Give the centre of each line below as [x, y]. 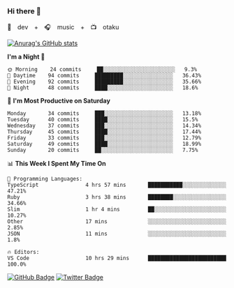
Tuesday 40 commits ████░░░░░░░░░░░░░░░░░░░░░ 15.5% [103, 120]
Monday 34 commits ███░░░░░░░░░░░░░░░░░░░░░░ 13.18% [104, 114]
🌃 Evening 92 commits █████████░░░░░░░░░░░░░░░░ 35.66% [104, 82]
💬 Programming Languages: [45, 179]
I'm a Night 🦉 [26, 57]
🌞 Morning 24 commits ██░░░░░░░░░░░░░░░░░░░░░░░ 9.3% [102, 70]
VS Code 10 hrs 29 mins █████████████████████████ [117, 258]
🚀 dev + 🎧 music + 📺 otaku [63, 27]
